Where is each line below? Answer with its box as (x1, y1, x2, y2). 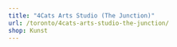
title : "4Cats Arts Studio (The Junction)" (8, 11, 155, 20)
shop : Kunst (8, 26, 48, 34)
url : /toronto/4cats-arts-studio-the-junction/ (8, 19, 170, 27)
